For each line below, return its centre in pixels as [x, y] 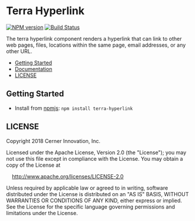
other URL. [19, 51]
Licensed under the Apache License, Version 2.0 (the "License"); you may [96, 152]
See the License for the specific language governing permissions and [91, 207]
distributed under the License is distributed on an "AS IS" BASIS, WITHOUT [97, 194]
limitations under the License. [42, 213]
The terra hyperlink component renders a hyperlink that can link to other [94, 38]
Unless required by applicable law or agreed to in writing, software [87, 188]
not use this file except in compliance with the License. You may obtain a [95, 158]
